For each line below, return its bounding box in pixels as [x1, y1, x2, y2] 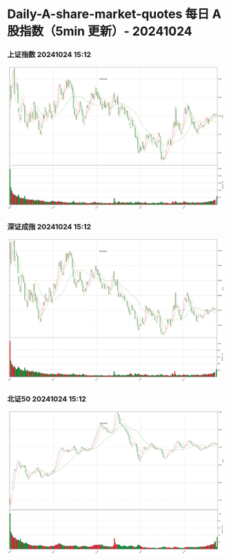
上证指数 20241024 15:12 [7, 50, 92, 59]
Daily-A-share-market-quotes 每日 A [7, 6, 222, 22]
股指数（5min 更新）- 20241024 [7, 23, 193, 39]
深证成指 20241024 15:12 [7, 222, 92, 231]
